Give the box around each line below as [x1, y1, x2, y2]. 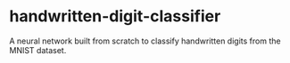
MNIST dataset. [9, 44, 67, 55]
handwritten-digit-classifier [9, 6, 221, 27]
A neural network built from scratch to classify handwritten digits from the [9, 35, 281, 46]
